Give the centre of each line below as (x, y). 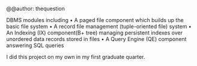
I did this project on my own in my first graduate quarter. (76, 57)
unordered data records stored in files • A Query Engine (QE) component (96, 39)
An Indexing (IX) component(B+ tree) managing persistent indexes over (95, 33)
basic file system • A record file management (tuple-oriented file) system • (99, 26)
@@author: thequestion (35, 9)
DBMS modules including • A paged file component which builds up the (95, 20)
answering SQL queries (35, 45)
